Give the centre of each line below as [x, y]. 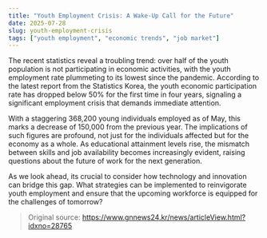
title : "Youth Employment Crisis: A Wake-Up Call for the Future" [121, 16]
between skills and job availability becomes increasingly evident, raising [127, 153]
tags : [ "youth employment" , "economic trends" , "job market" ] [114, 38]
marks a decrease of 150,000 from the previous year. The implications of [128, 127]
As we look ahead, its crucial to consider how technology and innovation [128, 177]
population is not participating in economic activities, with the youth [120, 69]
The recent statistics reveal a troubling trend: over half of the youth [119, 61]
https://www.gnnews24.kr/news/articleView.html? [164, 217]
